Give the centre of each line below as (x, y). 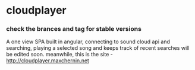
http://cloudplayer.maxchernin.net (48, 61)
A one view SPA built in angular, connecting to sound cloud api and (88, 42)
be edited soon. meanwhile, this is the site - (59, 55)
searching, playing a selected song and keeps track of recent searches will (98, 48)
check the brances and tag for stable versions (74, 29)
